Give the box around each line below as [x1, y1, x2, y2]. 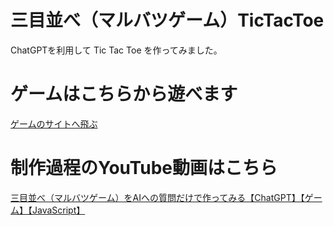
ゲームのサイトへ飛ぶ [10, 117, 98, 130]
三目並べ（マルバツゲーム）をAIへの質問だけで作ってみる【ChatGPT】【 [10, 191, 305, 203]
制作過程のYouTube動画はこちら [10, 157, 278, 180]
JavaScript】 [31, 204, 86, 216]
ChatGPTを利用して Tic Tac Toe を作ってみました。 [10, 44, 223, 56]
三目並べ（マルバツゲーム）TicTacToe [10, 9, 325, 32]
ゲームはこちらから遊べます [10, 83, 238, 106]
